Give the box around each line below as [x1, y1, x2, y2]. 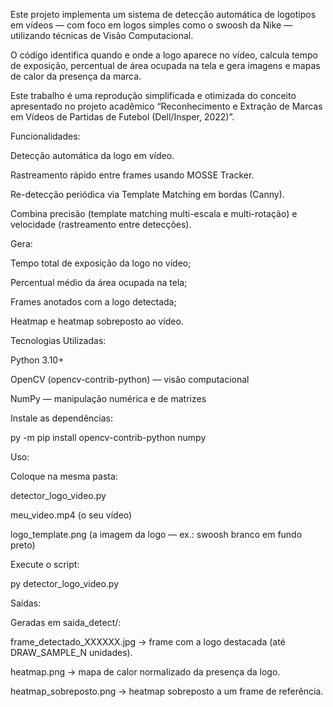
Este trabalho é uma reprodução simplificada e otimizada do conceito [10, 90, 297, 101]
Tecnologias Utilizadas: [10, 335, 107, 346]
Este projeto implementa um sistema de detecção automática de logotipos [10, 9, 317, 20]
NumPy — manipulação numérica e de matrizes [10, 393, 207, 404]
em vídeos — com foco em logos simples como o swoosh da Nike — [10, 19, 293, 31]
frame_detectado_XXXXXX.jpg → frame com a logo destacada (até [10, 636, 286, 648]
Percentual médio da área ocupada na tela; [10, 277, 188, 288]
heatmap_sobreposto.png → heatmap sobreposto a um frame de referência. [10, 685, 324, 697]
